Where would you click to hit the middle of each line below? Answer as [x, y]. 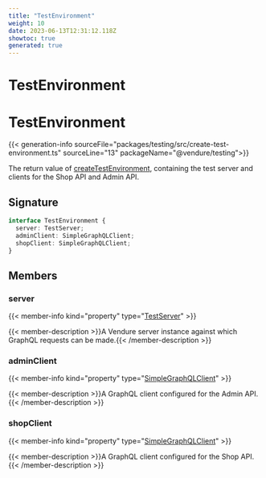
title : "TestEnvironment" [51, 16]
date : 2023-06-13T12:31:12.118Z [62, 31]
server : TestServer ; [50, 228]
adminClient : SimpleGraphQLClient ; [75, 235]
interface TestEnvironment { [57, 221]
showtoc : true [32, 38]
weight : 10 [27, 23]
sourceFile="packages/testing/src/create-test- [152, 145]
